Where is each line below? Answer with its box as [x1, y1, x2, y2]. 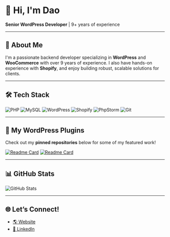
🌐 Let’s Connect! [5, 205, 60, 214]
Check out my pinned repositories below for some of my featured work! [5, 140, 156, 146]
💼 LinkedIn [12, 226, 35, 232]
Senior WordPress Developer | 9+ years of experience [5, 21, 120, 27]
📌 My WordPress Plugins [5, 126, 84, 134]
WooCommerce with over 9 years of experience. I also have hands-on [5, 59, 153, 65]
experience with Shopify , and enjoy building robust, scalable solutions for [5, 65, 159, 71]
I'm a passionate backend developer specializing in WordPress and [5, 54, 146, 60]
